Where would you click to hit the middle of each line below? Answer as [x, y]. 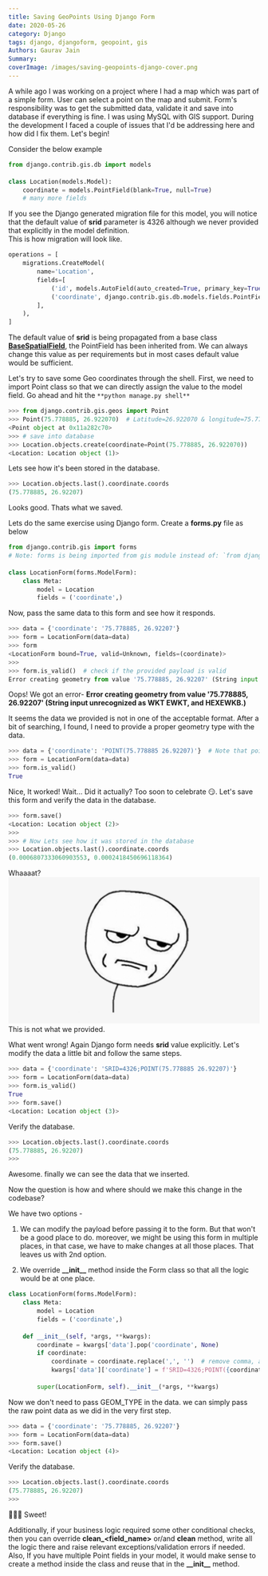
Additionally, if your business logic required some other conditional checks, [132, 1530]
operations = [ [33, 255]
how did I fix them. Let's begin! [59, 133]
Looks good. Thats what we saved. [66, 508]
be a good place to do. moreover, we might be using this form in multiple [139, 1237]
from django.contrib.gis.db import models [80, 165]
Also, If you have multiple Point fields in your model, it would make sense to [132, 1555]
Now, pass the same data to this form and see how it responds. [112, 613]
